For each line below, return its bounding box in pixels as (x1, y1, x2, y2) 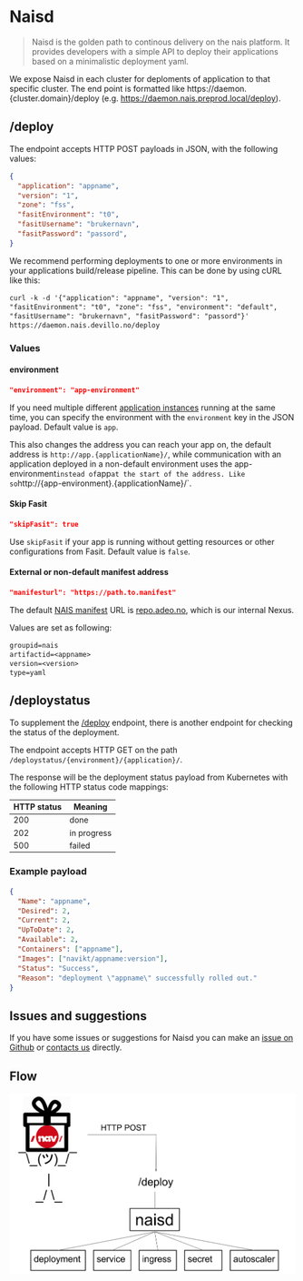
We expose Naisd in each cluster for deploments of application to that (9, 73, 270, 84)
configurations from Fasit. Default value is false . (9, 546, 191, 557)
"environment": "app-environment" (9, 385, 141, 395)
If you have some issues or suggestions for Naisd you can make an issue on (9, 1033, 294, 1044)
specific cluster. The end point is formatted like (9, 83, 186, 94)
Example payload (9, 865, 88, 878)
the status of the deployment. (9, 726, 120, 738)
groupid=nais (9, 640, 59, 650)
